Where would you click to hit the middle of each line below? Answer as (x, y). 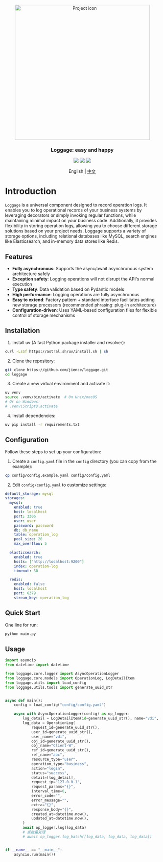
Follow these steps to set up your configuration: (53, 452)
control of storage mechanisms (44, 315)
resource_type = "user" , (54, 759)
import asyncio (21, 660)
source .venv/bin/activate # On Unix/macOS (51, 397)
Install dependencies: (34, 416)
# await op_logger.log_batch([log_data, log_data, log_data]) (87, 837)
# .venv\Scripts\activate (31, 406)
